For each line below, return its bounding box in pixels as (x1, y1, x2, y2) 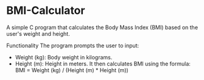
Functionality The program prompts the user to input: (6, 42, 139, 49)
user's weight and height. (6, 30, 70, 37)
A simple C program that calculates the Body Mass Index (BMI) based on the (6, 24, 199, 31)
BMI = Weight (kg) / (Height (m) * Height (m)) (15, 66, 129, 73)
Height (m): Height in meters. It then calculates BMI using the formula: (15, 60, 191, 67)
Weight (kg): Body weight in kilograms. (15, 53, 113, 61)
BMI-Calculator (6, 4, 85, 18)
